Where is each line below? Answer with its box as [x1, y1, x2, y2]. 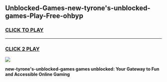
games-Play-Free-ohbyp [5, 12, 83, 20]
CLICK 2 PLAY [5, 45, 40, 52]
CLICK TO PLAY [5, 27, 44, 34]
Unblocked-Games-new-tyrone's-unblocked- [5, 4, 151, 12]
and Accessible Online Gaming [5, 71, 70, 77]
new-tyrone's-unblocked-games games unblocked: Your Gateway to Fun [5, 66, 160, 72]
